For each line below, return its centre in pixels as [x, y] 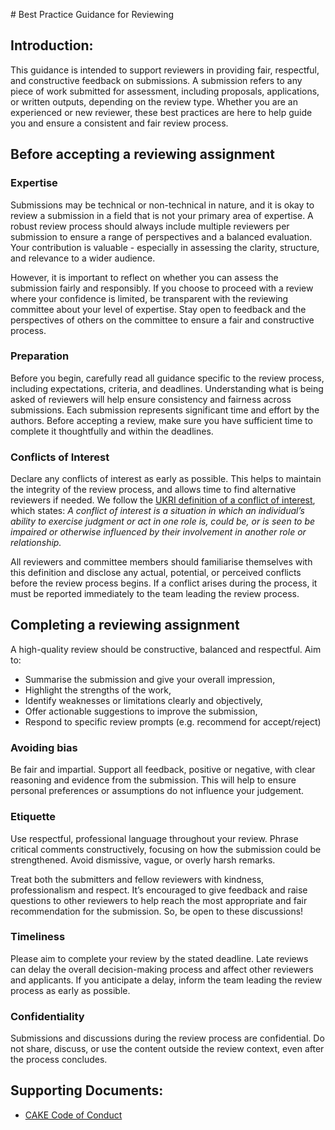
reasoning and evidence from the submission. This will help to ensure [153, 780]
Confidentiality [47, 1016]
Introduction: [52, 45]
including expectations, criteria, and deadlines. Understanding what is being [167, 388]
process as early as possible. [70, 990]
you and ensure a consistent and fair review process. [119, 123]
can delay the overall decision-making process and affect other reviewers [162, 969]
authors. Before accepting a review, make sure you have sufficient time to [161, 420]
